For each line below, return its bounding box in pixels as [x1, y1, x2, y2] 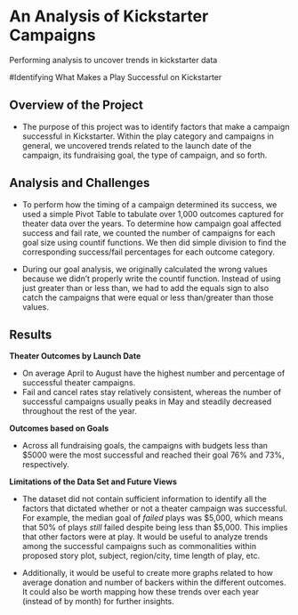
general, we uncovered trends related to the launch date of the [21, 140, 252, 150]
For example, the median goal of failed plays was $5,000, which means [21, 513, 284, 523]
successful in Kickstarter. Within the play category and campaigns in [21, 131, 274, 142]
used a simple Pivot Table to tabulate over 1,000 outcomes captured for [21, 208, 285, 219]
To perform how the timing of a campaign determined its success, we [21, 198, 278, 210]
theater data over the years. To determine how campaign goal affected [21, 218, 282, 229]
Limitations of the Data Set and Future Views [9, 476, 178, 487]
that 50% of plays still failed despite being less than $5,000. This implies [21, 522, 288, 533]
